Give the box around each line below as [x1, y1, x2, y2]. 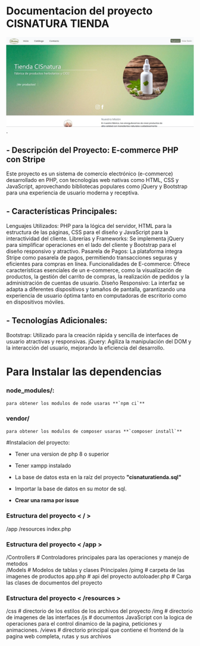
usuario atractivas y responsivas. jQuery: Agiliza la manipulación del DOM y [6, 338, 192, 345]
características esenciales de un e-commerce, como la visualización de [6, 267, 182, 274]
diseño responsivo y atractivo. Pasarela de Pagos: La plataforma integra [6, 248, 183, 255]
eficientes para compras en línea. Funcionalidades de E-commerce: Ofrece [6, 260, 190, 267]
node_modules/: [6, 386, 55, 394]
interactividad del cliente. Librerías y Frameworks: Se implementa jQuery [6, 234, 185, 242]
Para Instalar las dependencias [6, 365, 162, 378]
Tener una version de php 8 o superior [14, 450, 110, 458]
